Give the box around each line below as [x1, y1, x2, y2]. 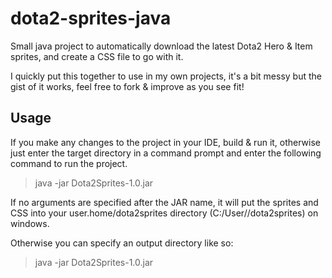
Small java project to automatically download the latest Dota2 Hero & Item [10, 40, 313, 52]
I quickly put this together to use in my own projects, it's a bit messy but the [10, 70, 322, 82]
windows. [10, 217, 50, 229]
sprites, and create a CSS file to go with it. [10, 50, 184, 62]
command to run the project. [10, 157, 128, 169]
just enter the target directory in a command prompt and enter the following [10, 147, 322, 159]
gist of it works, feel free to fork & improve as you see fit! [10, 80, 245, 92]
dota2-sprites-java [10, 7, 172, 30]
